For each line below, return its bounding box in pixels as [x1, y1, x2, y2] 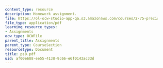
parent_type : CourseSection [5, 43, 62, 47]
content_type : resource [5, 7, 53, 12]
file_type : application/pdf [5, 20, 62, 25]
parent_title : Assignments [5, 38, 60, 43]
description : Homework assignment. [5, 11, 77, 16]
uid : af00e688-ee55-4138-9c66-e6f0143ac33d [5, 56, 95, 61]
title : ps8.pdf [5, 51, 36, 57]
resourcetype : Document [5, 47, 53, 52]
